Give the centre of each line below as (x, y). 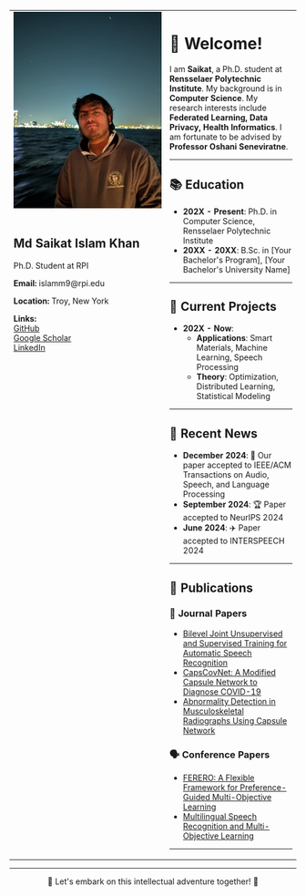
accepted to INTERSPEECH (234, 541)
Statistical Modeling (233, 397)
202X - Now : (208, 328)
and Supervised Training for (235, 643)
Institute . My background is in (226, 88)
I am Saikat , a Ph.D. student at (226, 68)
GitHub (26, 328)
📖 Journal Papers (209, 613)
